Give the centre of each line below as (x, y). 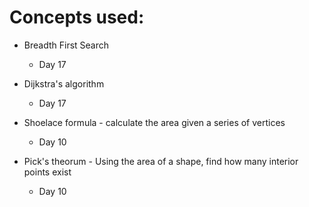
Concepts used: (77, 17)
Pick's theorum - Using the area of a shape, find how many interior (161, 161)
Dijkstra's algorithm (64, 83)
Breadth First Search (66, 45)
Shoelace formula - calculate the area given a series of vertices (154, 122)
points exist (47, 172)
